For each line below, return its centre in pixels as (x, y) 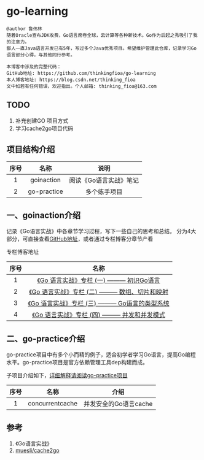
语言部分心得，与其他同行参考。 (41, 55)
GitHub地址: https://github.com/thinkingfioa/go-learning (81, 73)
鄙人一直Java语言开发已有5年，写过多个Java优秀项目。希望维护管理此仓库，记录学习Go (101, 48)
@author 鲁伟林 (24, 29)
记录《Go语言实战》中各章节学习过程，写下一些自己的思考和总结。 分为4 (99, 231)
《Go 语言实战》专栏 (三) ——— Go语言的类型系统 (99, 304)
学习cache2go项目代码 (44, 128)
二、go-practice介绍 (46, 339)
